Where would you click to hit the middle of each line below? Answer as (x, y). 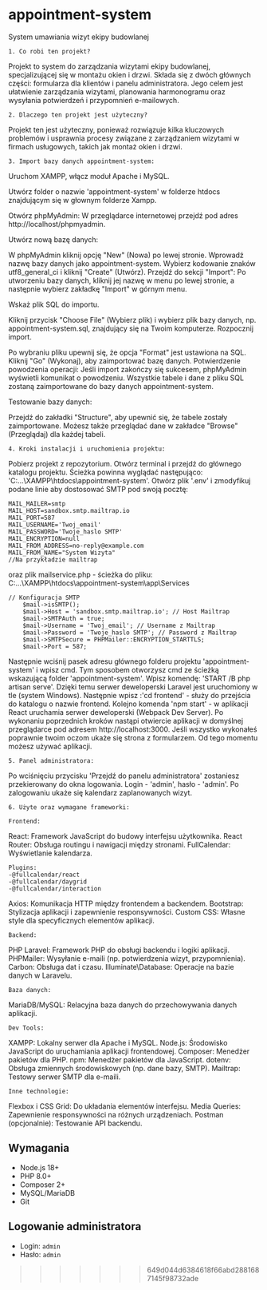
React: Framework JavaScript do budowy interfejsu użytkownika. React (126, 836)
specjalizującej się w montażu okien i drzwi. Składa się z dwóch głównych (130, 74)
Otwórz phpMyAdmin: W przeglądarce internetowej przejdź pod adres (124, 215)
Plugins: (23, 867)
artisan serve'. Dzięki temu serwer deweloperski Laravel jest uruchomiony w (133, 687)
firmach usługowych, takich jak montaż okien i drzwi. (96, 146)
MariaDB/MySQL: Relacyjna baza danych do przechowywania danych (123, 1005)
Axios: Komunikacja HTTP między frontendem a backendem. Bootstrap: (126, 903)
